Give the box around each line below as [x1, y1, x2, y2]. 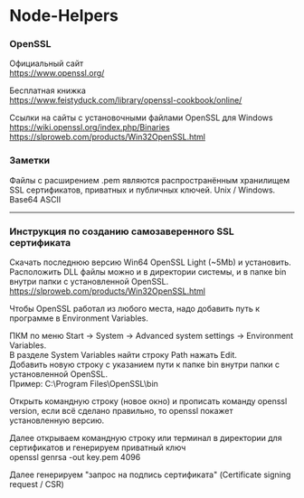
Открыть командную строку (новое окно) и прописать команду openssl [9, 396, 288, 407]
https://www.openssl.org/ [9, 68, 105, 79]
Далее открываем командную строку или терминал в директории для [9, 433, 282, 444]
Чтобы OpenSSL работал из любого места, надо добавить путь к [9, 304, 261, 315]
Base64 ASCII [9, 193, 62, 204]
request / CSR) [9, 479, 65, 490]
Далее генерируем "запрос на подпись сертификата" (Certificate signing [9, 469, 291, 480]
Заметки [9, 155, 51, 167]
